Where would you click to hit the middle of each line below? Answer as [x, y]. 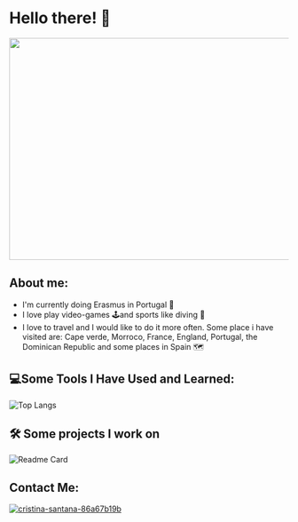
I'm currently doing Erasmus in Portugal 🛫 [98, 304]
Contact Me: [44, 487]
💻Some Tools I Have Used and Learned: [122, 380]
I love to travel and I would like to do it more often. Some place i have [148, 327]
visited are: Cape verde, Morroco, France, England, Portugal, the [140, 336]
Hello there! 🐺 [60, 18]
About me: [39, 283]
